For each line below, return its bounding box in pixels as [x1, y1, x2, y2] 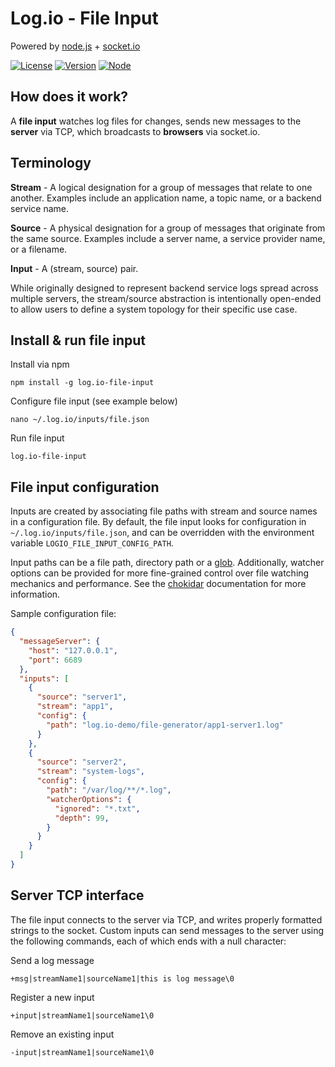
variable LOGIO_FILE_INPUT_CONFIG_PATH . [10, 537, 174, 549]
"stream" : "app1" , [36, 702, 114, 712]
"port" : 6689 [28, 655, 83, 665]
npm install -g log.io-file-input [10, 378, 155, 388]
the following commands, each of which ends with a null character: [10, 935, 287, 947]
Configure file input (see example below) [10, 395, 178, 407]
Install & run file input [10, 332, 146, 349]
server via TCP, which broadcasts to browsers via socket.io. [10, 125, 261, 137]
